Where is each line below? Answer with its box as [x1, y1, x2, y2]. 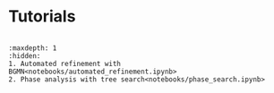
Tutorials [8, 6, 76, 27]
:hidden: [8, 51, 41, 60]
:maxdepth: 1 [8, 43, 57, 53]
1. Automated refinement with [8, 59, 122, 68]
